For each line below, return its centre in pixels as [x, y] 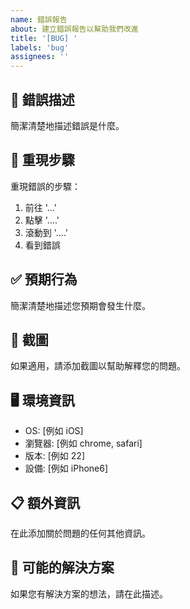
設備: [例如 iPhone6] [66, 468]
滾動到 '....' [46, 232]
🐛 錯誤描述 [42, 99]
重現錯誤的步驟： [45, 186]
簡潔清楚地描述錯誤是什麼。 [67, 125]
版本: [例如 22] [54, 456]
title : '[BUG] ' [44, 38]
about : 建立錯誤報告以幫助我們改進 [74, 29]
